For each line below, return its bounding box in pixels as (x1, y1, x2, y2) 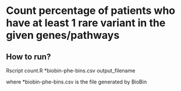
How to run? (6, 52, 51, 61)
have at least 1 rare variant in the (6, 16, 166, 30)
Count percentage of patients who (6, 4, 176, 17)
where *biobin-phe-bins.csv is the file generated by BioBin (6, 78, 147, 85)
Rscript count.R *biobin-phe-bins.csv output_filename (6, 67, 136, 74)
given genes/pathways (6, 29, 120, 42)
